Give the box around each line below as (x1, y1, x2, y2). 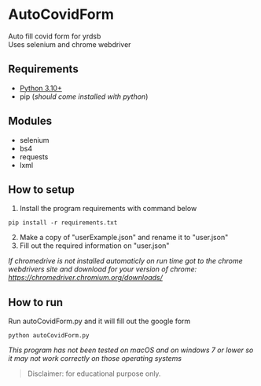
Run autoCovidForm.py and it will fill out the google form (8, 316, 191, 326)
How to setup (8, 183, 75, 196)
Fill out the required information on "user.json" (19, 241, 170, 250)
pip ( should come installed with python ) (19, 92, 149, 101)
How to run (8, 296, 64, 309)
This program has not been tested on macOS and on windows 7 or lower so (8, 345, 254, 355)
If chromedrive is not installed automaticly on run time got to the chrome (8, 257, 244, 266)
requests (19, 151, 49, 162)
